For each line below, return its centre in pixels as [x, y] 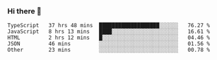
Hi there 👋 [25, 11]
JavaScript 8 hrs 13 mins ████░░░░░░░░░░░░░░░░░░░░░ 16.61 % [109, 32]
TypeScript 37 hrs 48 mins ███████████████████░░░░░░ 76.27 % [109, 26]
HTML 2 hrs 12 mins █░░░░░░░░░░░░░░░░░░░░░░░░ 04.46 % [109, 38]
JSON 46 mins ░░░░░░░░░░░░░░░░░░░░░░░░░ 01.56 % [109, 44]
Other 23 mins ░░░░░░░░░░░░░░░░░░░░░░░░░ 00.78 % [109, 50]
